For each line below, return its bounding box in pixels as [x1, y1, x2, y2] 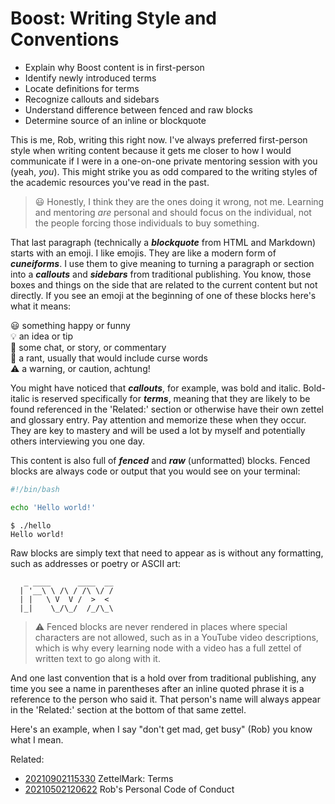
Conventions [10, 28, 120, 51]
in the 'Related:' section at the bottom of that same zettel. [10, 703, 247, 716]
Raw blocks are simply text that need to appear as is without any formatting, [10, 547, 324, 559]
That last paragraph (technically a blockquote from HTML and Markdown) [10, 236, 317, 248]
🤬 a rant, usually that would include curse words [10, 352, 208, 364]
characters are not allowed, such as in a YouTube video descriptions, [34, 631, 319, 643]
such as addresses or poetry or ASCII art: [10, 557, 182, 569]
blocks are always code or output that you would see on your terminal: [10, 465, 301, 477]
